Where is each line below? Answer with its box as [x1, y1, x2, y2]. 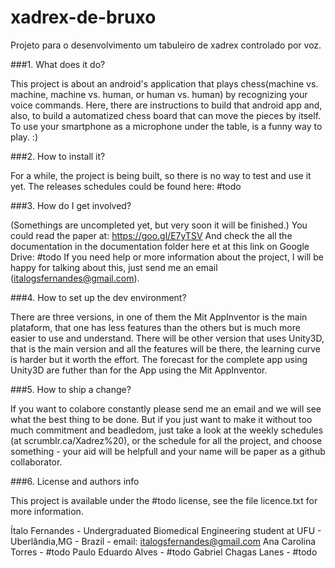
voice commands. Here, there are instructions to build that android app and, [10, 99, 323, 111]
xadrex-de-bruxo [10, 6, 157, 29]
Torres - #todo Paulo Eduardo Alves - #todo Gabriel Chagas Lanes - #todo [10, 546, 318, 558]
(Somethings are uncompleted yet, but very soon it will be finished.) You [10, 219, 308, 231]
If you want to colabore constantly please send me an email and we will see [10, 402, 322, 415]
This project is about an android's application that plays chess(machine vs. [10, 77, 319, 90]
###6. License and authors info [10, 475, 140, 487]
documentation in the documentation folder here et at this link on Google [10, 240, 310, 252]
